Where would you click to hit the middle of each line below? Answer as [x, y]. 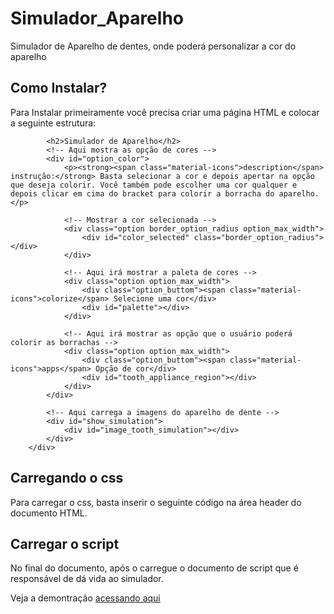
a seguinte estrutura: [53, 123]
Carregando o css [67, 478]
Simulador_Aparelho [97, 18]
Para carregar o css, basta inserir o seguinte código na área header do [156, 502]
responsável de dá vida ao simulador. [87, 579]
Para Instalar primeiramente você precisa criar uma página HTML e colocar [165, 112]
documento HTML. [49, 513]
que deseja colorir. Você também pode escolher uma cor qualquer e [154, 185]
